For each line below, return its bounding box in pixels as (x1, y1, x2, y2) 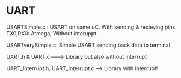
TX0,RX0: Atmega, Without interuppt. (6, 29, 98, 37)
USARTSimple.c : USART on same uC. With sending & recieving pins (6, 23, 176, 31)
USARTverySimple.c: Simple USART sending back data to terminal (6, 41, 170, 49)
